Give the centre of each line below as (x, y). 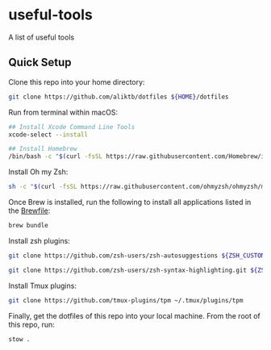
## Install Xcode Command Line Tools (72, 127)
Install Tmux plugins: (42, 285)
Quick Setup (40, 62)
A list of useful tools (42, 37)
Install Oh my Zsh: (38, 172)
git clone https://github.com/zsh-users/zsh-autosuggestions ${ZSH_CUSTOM (137, 256)
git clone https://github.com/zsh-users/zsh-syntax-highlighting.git (128, 270)
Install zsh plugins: (39, 240)
